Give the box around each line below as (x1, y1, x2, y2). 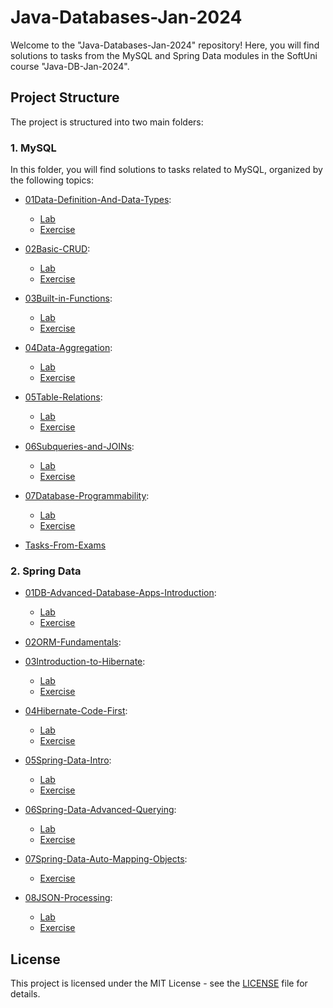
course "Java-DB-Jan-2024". (10, 60, 130, 72)
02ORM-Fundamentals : (24, 636, 122, 648)
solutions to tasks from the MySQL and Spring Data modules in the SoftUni (10, 49, 318, 61)
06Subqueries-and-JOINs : (24, 441, 135, 453)
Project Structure (10, 89, 120, 106)
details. (10, 988, 41, 1000)
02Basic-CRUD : (24, 243, 91, 255)
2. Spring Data (10, 564, 82, 578)
